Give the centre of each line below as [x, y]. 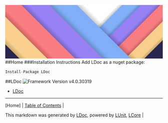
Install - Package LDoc [28, 72]
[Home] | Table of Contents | [34, 105]
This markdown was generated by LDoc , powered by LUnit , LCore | [74, 115]
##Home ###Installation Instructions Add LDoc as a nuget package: [75, 62]
